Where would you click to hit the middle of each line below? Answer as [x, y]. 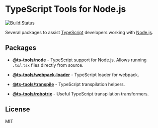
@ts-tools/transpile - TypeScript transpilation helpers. [69, 84]
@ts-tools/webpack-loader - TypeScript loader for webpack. [76, 75]
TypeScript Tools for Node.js [66, 9]
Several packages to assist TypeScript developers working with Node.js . [79, 32]
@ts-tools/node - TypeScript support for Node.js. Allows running [79, 60]
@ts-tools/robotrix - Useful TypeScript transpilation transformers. [80, 94]
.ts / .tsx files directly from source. [48, 65]
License [18, 109]
